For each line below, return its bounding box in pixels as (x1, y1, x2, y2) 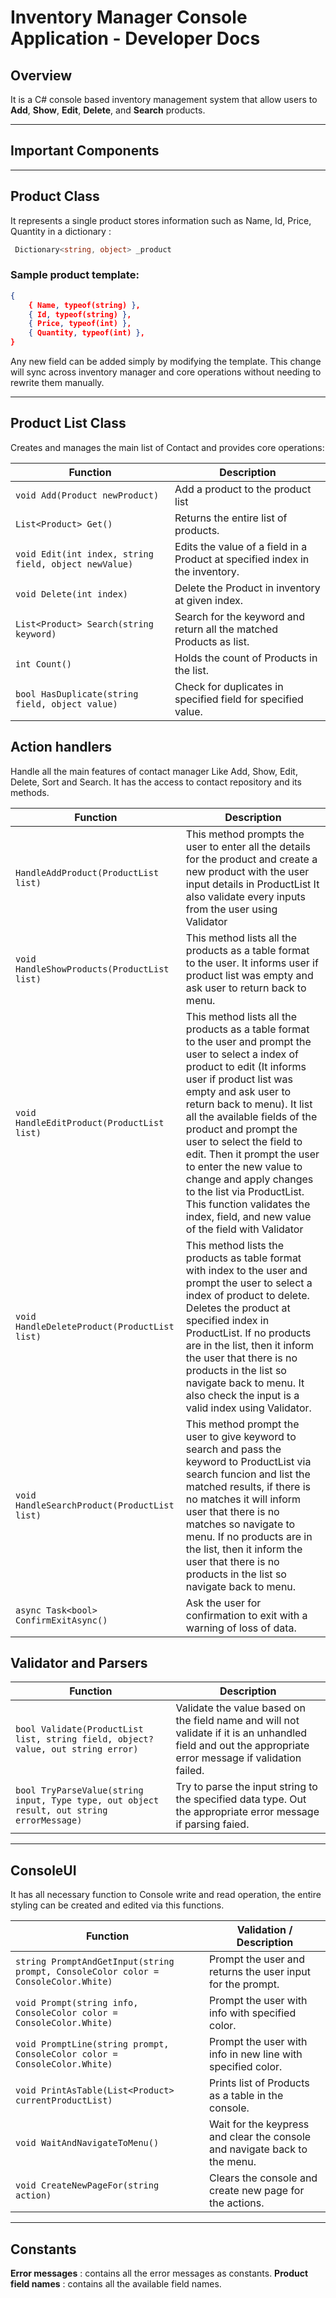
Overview (10, 67, 73, 84)
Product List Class (10, 415, 127, 432)
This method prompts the (185, 827, 305, 841)
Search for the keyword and (174, 609, 306, 623)
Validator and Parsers (10, 1655, 148, 1672)
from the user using (185, 902, 278, 916)
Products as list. (174, 634, 250, 648)
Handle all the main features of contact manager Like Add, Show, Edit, (10, 765, 298, 777)
